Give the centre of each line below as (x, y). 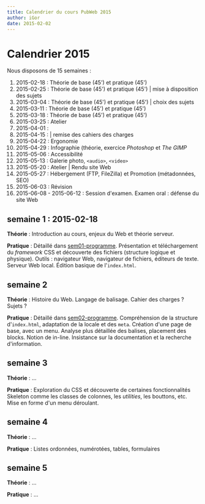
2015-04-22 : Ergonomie (47, 141)
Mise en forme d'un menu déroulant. (53, 403)
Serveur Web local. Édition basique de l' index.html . (72, 265)
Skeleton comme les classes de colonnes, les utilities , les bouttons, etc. (97, 396)
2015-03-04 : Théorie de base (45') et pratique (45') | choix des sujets (105, 102)
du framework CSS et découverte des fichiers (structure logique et (91, 253)
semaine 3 (27, 363)
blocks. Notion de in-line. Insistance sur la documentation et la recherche (99, 337)
